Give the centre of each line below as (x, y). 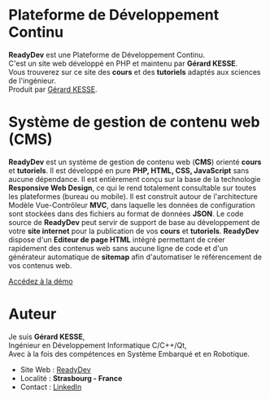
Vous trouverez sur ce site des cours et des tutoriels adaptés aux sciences (135, 72)
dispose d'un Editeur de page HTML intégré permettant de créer (117, 239)
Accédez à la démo (41, 281)
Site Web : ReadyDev (55, 369)
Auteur (33, 314)
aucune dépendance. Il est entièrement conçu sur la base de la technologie (135, 179)
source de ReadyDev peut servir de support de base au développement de (134, 222)
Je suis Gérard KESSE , (47, 336)
